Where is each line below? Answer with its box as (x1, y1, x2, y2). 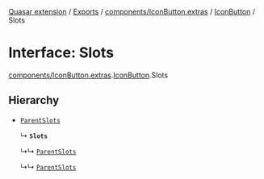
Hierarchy (8, 94, 60, 107)
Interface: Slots (8, 44, 115, 62)
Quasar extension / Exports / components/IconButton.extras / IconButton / (8, 7, 256, 16)
